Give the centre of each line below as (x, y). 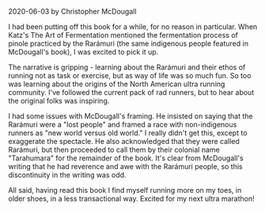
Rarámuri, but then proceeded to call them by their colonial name (114, 150)
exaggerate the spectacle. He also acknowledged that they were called (124, 141)
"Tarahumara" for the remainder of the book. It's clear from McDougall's (126, 158)
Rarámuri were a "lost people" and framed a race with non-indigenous (123, 124)
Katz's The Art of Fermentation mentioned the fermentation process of (123, 35)
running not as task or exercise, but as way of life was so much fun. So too (130, 75)
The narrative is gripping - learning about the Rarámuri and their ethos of (127, 67)
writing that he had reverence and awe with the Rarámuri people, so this (125, 166)
